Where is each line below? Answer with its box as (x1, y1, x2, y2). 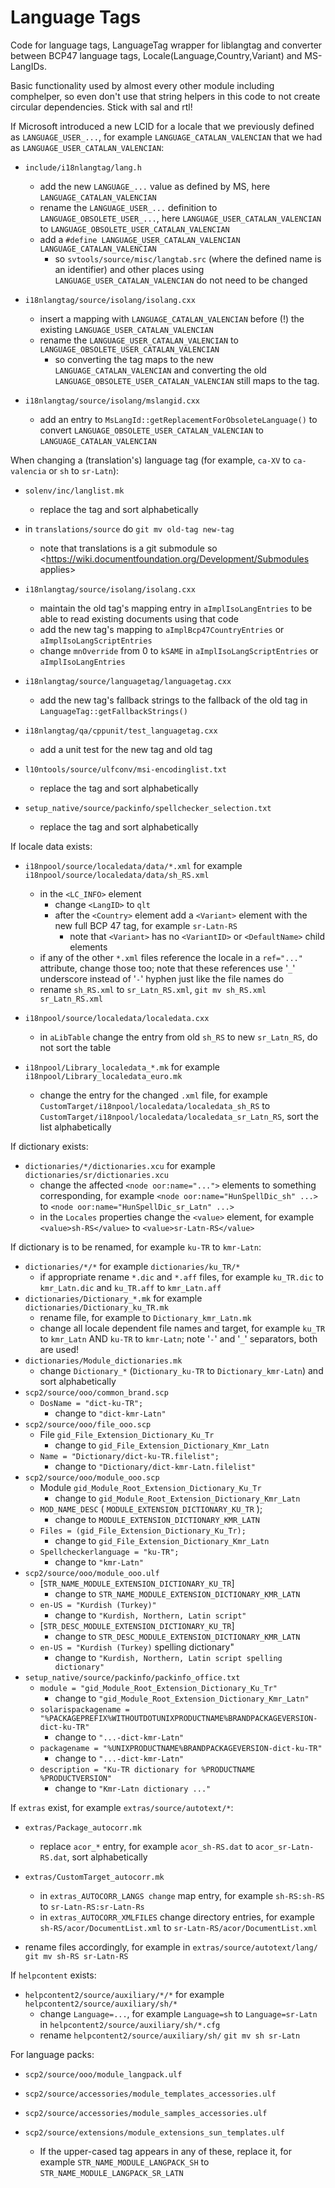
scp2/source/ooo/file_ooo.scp (24, 1419, 152, 1430)
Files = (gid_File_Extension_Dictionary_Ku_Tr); (39, 1526, 247, 1536)
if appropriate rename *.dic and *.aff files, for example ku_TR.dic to (39, 1271, 324, 1283)
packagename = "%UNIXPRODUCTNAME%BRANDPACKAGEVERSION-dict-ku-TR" (39, 1743, 323, 1753)
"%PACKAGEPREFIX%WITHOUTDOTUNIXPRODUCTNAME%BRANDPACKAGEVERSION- (39, 1713, 318, 1723)
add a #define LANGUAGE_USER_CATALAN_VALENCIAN (39, 233, 241, 245)
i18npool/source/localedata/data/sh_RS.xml (24, 870, 210, 880)
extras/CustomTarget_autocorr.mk (24, 1872, 165, 1882)
